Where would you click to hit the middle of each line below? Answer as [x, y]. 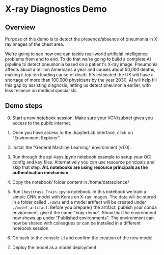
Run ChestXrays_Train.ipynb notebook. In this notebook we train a [79, 191]
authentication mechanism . [41, 172]
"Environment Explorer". [37, 138]
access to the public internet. [42, 123]
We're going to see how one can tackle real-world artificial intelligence [77, 54]
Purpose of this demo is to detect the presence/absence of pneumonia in [79, 39]
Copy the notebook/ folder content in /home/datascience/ [70, 182]
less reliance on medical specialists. [41, 90]
